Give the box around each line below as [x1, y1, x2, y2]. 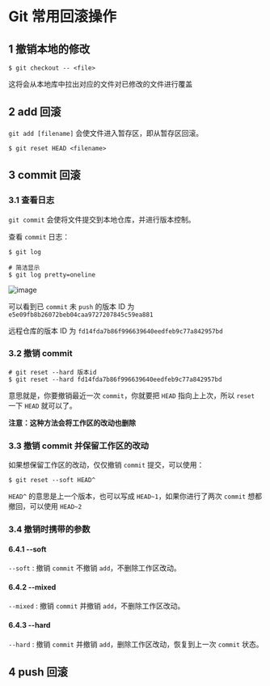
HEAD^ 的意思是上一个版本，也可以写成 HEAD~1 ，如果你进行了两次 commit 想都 [8, 491, 263, 502]
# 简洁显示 [8, 264, 40, 272]
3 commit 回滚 [8, 168, 81, 182]
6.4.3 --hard [8, 620, 51, 630]
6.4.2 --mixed [8, 582, 57, 591]
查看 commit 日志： [8, 231, 70, 241]
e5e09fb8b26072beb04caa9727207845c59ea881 [8, 311, 154, 319]
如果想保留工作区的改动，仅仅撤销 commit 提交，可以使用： [8, 460, 205, 470]
